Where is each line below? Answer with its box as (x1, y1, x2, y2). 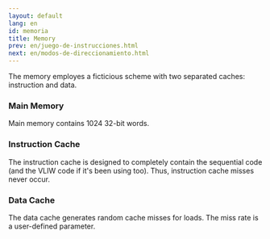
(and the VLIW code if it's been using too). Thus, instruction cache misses (8, 166, 255, 175)
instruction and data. (8, 80, 77, 90)
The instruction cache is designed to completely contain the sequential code (8, 157, 263, 166)
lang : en (8, 19, 38, 27)
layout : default (8, 11, 63, 20)
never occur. (8, 174, 51, 184)
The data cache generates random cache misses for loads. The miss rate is (8, 212, 260, 222)
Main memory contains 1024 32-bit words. (8, 119, 150, 128)
